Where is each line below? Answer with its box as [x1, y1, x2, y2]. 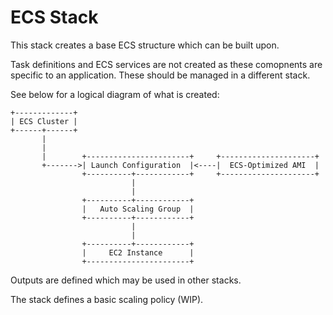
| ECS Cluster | [10, 116, 78, 126]
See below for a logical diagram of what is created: [10, 88, 220, 100]
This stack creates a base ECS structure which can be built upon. [10, 39, 280, 51]
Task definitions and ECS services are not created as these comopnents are [10, 58, 323, 70]
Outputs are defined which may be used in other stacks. [10, 274, 242, 286]
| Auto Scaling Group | [81, 204, 195, 214]
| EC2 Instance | [81, 247, 195, 258]
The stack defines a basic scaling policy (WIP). [10, 293, 204, 305]
